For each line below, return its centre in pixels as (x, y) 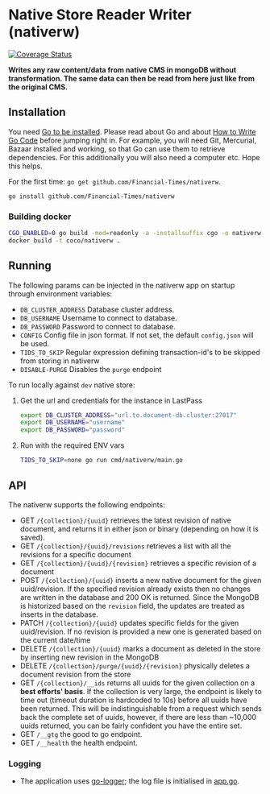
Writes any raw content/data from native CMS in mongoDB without (123, 69)
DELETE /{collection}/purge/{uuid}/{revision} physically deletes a (135, 665)
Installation (37, 112)
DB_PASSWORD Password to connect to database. (98, 326)
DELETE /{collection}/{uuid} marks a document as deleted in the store (140, 648)
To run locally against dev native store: (72, 385)
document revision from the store (75, 674)
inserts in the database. (59, 614)
